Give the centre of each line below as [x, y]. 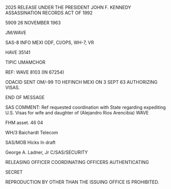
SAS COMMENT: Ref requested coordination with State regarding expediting [86, 107]
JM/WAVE [16, 32]
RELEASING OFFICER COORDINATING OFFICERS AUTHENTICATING [77, 162]
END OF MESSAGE [25, 97]
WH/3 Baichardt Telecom [32, 133]
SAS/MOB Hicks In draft [30, 142]
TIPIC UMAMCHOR [26, 62]
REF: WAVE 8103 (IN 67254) [35, 72]
